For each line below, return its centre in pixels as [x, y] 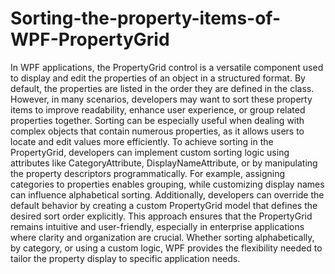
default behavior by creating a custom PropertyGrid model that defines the [164, 205]
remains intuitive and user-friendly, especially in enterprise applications [157, 226]
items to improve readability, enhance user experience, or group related [158, 109]
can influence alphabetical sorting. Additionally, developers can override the [167, 194]
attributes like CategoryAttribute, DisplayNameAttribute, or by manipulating [164, 163]
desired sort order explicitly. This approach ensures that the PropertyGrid [161, 216]
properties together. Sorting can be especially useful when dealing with [157, 120]
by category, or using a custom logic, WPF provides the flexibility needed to [166, 248]
